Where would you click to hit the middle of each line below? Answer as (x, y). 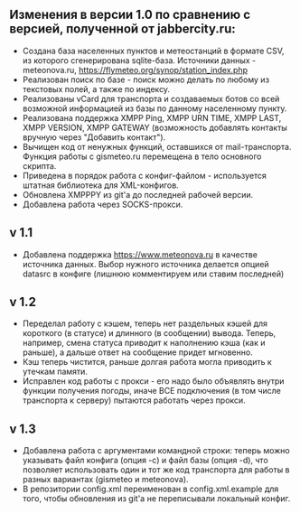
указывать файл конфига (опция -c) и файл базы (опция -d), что (145, 461)
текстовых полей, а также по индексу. (96, 89)
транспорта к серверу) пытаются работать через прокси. (134, 400)
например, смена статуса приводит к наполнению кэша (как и (144, 343)
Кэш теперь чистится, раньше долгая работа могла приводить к (147, 362)
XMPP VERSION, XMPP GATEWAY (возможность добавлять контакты (155, 127)
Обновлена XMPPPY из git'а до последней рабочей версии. (138, 194)
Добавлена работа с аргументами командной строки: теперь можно (156, 451)
